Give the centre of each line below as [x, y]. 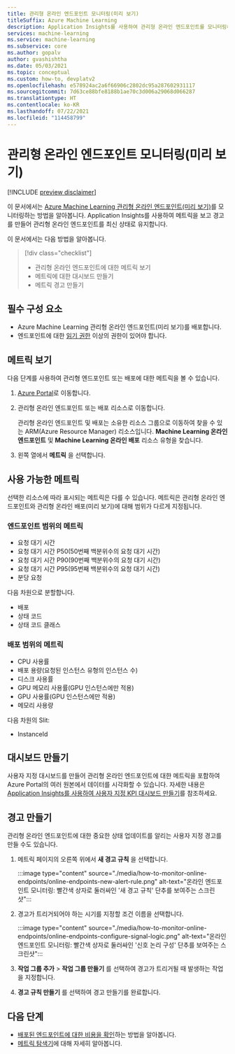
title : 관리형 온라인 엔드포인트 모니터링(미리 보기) [73, 14]
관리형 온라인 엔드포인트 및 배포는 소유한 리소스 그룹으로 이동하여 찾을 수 [116, 423]
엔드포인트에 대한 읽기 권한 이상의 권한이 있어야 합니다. [92, 336]
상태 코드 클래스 [39, 625]
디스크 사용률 [35, 679]
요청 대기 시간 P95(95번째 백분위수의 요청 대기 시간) [89, 569]
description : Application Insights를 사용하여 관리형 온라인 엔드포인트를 [106, 27]
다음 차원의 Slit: [29, 720]
